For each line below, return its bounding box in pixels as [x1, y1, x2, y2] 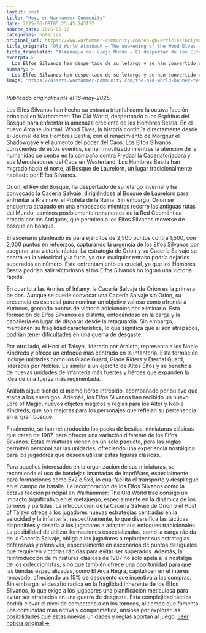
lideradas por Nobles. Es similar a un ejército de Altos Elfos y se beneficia [6, 363, 192, 370]
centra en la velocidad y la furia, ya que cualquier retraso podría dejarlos [6, 254, 190, 261]
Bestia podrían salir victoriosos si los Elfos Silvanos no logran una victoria [6, 267, 192, 274]
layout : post [6, 9, 40, 15]
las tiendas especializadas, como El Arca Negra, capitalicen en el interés [6, 567, 189, 575]
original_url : [6, 37, 43, 44]
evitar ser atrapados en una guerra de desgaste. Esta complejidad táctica [6, 593, 192, 601]
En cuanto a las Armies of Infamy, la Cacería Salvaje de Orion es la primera [6, 285, 196, 293]
